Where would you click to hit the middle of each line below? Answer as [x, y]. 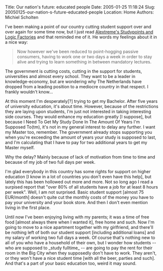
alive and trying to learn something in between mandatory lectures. [84, 62]
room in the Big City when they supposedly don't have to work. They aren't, [81, 253]
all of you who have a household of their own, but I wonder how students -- [81, 243]
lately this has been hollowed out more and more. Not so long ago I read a [79, 182]
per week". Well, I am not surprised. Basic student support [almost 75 [74, 192]
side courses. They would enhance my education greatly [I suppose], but [78, 117]
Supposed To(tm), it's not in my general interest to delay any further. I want [80, 127]
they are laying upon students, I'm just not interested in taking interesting [78, 112]
